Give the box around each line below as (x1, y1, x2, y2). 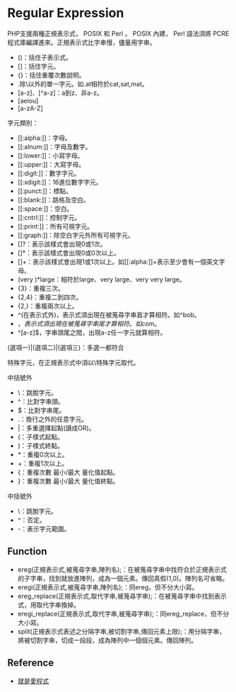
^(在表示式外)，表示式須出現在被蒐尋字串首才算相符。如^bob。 (17, 310, 201, 319)
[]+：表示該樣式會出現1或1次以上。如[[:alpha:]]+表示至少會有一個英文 (17, 257, 219, 266)
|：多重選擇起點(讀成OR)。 (17, 423, 95, 432)
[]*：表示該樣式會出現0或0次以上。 (17, 248, 120, 257)
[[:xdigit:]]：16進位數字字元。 (17, 178, 102, 186)
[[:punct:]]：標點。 (17, 186, 72, 195)
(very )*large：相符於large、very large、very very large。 (17, 275, 186, 284)
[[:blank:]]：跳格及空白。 (17, 195, 90, 204)
